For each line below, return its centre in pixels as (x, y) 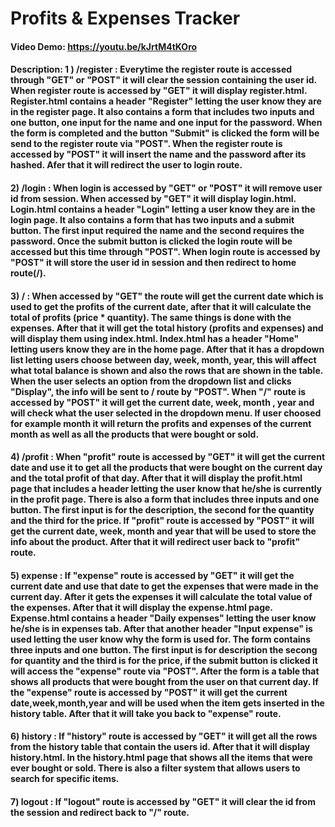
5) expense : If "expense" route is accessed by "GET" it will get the (152, 575)
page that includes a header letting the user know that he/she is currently (166, 489)
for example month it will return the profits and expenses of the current (161, 423)
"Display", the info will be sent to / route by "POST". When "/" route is (158, 391)
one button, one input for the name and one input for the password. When (166, 123)
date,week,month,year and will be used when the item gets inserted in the (167, 703)
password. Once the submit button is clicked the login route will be (151, 241)
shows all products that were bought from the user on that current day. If (164, 681)
